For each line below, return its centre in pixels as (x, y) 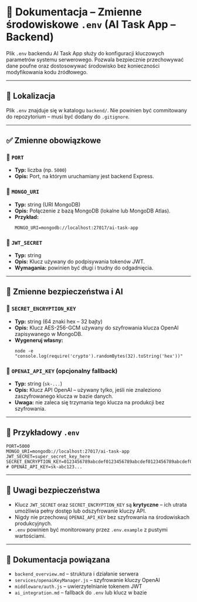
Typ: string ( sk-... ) (38, 384)
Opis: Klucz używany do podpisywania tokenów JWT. (80, 262)
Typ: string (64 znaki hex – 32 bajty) (58, 321)
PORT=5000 (18, 446)
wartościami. (30, 536)
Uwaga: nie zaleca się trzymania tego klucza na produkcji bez (89, 403)
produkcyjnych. (33, 523)
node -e (24, 351)
